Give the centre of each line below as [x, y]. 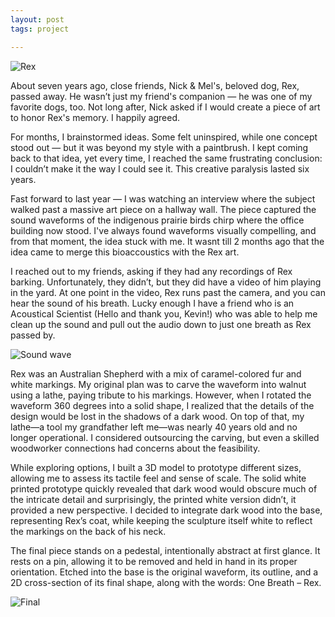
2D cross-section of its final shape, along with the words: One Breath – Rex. [166, 582]
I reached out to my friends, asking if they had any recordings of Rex [151, 271]
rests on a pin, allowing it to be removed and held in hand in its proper [154, 561]
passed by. [33, 335]
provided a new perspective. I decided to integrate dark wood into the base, [166, 510]
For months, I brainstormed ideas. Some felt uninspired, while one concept [164, 137]
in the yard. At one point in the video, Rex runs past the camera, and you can [168, 292]
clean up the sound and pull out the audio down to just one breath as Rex [161, 324]
